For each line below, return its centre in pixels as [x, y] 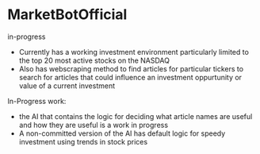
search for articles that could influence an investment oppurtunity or [130, 77]
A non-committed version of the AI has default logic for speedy [122, 133]
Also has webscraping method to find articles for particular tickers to [131, 68]
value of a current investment [67, 86]
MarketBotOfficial [67, 15]
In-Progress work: [37, 101]
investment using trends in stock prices [83, 141]
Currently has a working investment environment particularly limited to [134, 52]
